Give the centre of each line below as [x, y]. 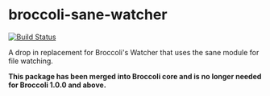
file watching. [31, 61]
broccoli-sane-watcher [88, 15]
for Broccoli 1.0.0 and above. [57, 85]
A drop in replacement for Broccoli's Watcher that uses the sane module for [134, 52]
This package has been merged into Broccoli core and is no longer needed [135, 76]
